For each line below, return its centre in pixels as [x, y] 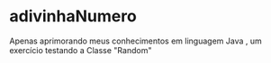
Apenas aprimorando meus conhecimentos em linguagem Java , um [136, 41]
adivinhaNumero [73, 16]
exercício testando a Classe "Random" [81, 50]
